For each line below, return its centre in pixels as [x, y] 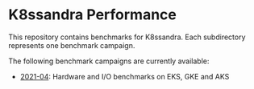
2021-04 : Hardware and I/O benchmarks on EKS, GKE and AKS [125, 76]
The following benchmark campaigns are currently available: [109, 61]
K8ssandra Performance [93, 15]
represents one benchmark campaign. [72, 45]
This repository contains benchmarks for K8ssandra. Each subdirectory [127, 37]
